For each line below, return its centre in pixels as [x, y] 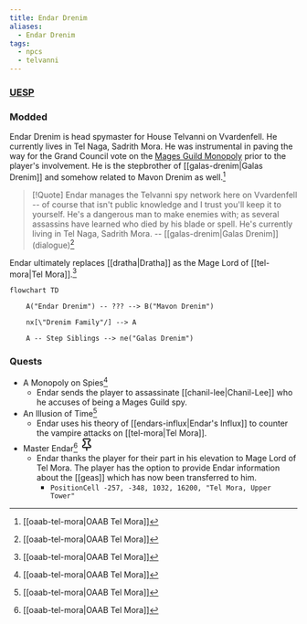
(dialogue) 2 [53, 244]
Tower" [63, 496]
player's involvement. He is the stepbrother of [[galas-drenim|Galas [136, 166]
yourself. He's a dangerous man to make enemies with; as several [155, 214]
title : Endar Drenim [49, 18]
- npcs [30, 52]
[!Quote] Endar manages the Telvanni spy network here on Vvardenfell [164, 195]
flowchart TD [34, 291]
